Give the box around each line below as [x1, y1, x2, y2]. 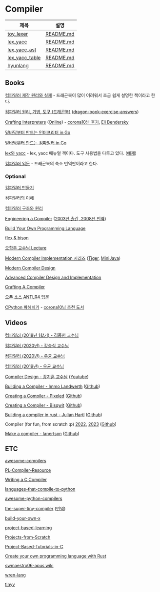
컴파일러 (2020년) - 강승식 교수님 [5, 343, 69, 348]
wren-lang [5, 572, 26, 578]
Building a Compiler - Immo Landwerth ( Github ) [5, 383, 100, 389]
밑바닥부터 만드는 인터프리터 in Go [5, 129, 71, 135]
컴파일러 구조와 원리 [5, 206, 43, 211]
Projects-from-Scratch [5, 534, 51, 540]
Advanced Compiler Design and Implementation [5, 274, 101, 281]
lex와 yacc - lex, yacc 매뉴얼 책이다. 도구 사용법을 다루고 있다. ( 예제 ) [5, 150, 137, 156]
